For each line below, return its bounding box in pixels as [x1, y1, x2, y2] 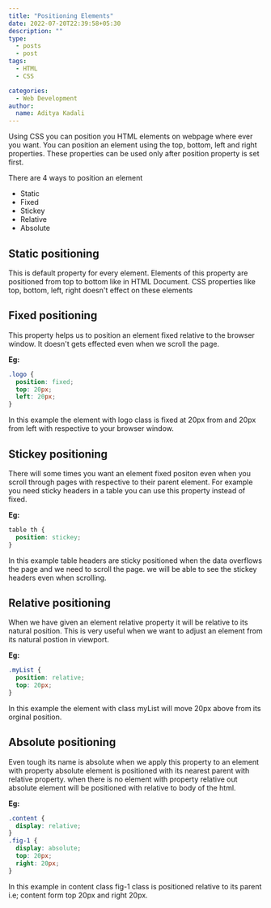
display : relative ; [15, 821, 82, 830]
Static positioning [8, 246, 100, 260]
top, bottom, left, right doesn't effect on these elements [8, 285, 193, 295]
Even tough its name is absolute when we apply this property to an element [8, 757, 260, 766]
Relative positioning [8, 596, 111, 610]
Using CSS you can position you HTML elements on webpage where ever [8, 131, 253, 142]
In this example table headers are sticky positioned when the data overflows [8, 556, 263, 565]
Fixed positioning [8, 309, 98, 322]
